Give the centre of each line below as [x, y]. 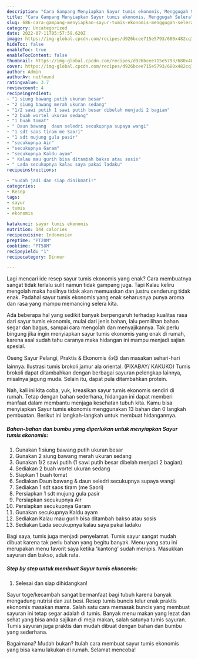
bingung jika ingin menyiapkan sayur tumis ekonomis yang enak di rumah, [96, 334]
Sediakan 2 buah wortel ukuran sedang [63, 469]
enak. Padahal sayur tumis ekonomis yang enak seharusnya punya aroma [95, 297]
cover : [15, 66]
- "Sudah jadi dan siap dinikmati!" [51, 181]
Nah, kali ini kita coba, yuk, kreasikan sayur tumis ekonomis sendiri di [90, 390]
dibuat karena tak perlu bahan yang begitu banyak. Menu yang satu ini [92, 543]
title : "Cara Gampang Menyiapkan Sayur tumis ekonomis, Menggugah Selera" [100, 17]
